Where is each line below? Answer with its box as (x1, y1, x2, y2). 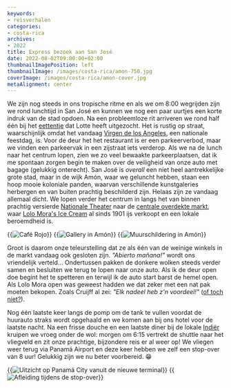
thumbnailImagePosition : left (7, 61, 94, 68)
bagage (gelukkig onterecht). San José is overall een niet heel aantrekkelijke (7, 166, 224, 174)
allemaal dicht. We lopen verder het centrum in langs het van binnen (7, 195, 201, 204)
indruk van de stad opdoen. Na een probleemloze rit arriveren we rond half (7, 115, 220, 123)
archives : (7, 36, 36, 43)
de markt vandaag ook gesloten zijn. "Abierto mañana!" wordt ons (7, 251, 195, 260)
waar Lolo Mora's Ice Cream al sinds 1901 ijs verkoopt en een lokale (7, 210, 199, 218)
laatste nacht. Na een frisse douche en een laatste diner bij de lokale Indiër (7, 323, 220, 331)
